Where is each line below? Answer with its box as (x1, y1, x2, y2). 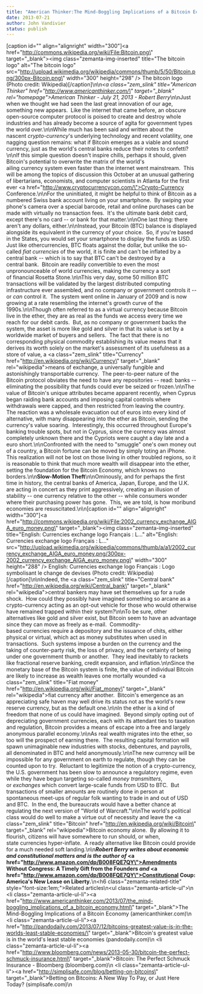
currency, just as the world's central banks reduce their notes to (6, 145, 166, 152)
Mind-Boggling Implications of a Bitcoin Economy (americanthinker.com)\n (6, 910, 192, 917)
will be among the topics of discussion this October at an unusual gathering (6, 171, 195, 178)
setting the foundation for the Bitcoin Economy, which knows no (6, 466, 166, 474)
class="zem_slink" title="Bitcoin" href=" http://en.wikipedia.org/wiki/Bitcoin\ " (6, 820, 196, 828)
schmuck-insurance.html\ (6, 955, 70, 963)
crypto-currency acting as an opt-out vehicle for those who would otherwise (6, 601, 197, 609)
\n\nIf (6, 152, 20, 159)
